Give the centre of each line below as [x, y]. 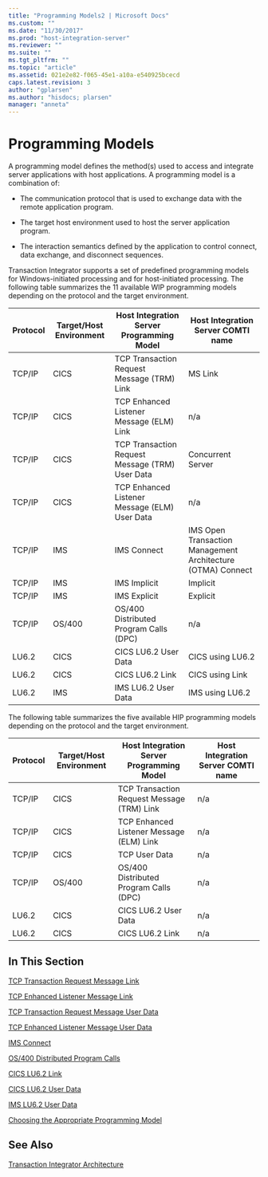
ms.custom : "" [32, 23]
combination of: [34, 183]
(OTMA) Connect [220, 570]
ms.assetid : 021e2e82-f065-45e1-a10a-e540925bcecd [94, 75]
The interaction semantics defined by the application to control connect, [138, 246]
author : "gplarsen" [41, 90]
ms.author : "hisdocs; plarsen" [60, 97]
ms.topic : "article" [43, 68]
